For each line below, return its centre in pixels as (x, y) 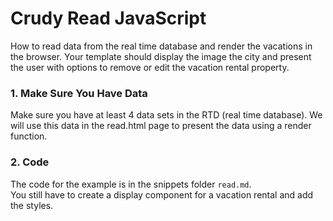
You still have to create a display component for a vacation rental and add (162, 194)
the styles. (32, 205)
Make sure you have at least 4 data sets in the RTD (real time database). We (166, 115)
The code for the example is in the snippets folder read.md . (131, 184)
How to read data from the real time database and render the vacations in (161, 46)
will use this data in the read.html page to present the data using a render (161, 126)
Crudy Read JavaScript (108, 18)
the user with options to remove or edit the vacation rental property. (150, 67)
